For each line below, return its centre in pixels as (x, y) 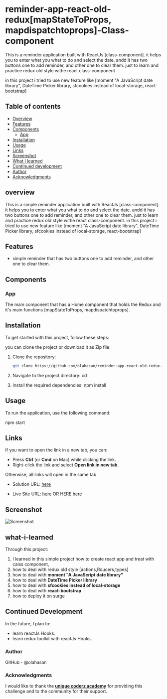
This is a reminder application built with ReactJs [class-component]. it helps (83, 55)
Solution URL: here (32, 484)
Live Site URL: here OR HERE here (47, 494)
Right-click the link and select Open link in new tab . (65, 465)
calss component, (31, 564)
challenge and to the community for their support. (56, 692)
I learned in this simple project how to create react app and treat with (83, 559)
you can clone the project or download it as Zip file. (58, 347)
